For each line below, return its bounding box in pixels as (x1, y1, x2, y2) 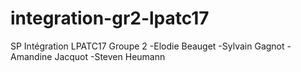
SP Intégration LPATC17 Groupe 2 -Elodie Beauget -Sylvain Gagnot (10, 40, 285, 52)
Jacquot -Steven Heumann (54, 50, 166, 62)
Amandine (10, 50, 53, 62)
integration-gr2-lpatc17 (10, 7, 210, 30)
